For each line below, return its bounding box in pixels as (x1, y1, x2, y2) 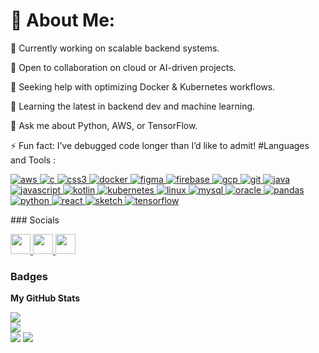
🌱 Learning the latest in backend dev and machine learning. (10, 100, 256, 112)
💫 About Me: (10, 9, 116, 32)
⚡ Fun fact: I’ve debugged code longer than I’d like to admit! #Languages (10, 139, 310, 151)
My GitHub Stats (10, 292, 81, 304)
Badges (10, 269, 48, 283)
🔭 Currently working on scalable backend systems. (10, 42, 220, 54)
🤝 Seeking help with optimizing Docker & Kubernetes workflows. (10, 80, 276, 93)
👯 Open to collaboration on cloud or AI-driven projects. (10, 61, 237, 73)
